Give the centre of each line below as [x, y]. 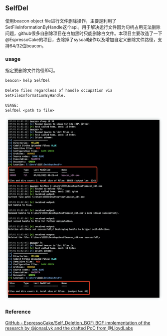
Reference [18, 312]
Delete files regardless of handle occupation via [59, 91]
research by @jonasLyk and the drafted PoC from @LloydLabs [69, 328]
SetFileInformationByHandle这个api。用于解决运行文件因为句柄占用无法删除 [83, 27]
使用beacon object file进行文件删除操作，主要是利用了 [61, 21]
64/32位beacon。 [28, 46]
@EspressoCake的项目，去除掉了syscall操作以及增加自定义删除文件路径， [82, 39]
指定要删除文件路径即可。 [31, 71]
